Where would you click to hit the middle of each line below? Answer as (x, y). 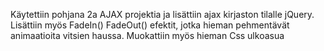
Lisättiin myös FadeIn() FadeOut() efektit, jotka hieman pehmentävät (150, 25)
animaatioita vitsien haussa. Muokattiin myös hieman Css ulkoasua (147, 35)
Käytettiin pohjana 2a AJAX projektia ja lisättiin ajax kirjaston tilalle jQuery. (162, 14)
